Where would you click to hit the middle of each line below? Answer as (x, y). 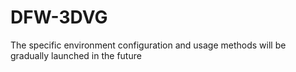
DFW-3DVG (59, 17)
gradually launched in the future (76, 55)
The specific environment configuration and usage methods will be (148, 45)
